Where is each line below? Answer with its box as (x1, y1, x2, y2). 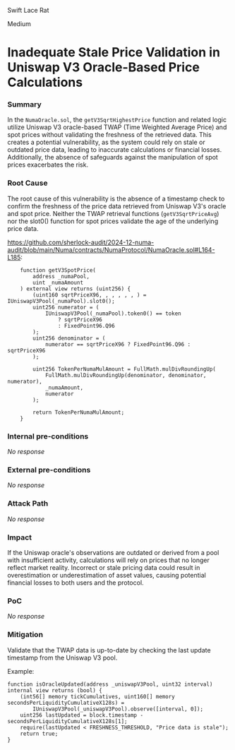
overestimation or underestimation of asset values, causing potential (7, 571, 206, 579)
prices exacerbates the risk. (7, 160, 89, 169)
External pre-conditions (7, 465, 91, 475)
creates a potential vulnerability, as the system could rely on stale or (7, 138, 206, 147)
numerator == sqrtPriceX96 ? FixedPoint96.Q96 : (44, 340, 191, 348)
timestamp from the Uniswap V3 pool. (7, 653, 118, 662)
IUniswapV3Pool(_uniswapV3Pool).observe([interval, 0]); (32, 706, 203, 713)
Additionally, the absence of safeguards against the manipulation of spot (7, 153, 219, 162)
